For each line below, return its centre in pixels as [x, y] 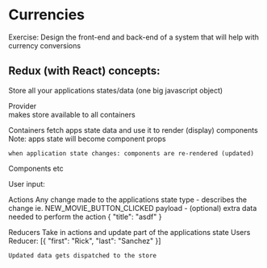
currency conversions [45, 45]
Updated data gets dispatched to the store [83, 255]
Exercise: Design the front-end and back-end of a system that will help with [134, 37]
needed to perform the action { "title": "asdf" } [85, 216]
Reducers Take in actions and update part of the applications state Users [129, 232]
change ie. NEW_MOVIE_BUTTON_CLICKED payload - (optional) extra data [133, 208]
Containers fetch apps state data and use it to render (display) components [133, 130]
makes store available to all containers [72, 114]
